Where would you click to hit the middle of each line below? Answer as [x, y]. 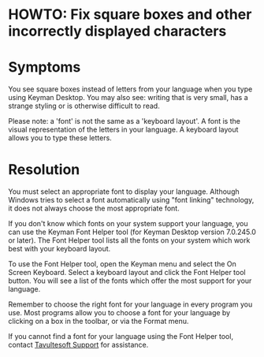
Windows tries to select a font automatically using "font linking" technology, [131, 200]
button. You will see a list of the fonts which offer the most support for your [130, 281]
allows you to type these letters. [60, 138]
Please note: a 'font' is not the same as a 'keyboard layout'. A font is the [124, 121]
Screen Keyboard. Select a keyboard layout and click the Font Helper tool [127, 273]
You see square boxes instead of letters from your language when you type [130, 89]
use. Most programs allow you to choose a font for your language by [119, 313]
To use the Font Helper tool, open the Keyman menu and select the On [122, 264]
